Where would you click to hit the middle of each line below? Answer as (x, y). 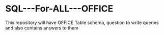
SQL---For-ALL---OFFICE (59, 9)
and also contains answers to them (42, 27)
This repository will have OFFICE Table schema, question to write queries (82, 22)
